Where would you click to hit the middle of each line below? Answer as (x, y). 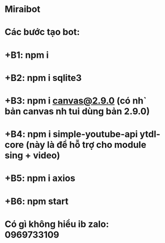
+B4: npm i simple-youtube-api (71, 134)
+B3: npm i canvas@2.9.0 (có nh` (76, 100)
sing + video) (32, 155)
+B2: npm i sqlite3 (43, 78)
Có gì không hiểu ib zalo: (57, 224)
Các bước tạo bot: (42, 32)
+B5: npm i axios (40, 178)
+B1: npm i (27, 55)
